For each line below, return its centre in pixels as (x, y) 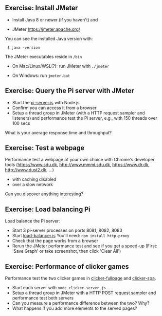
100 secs (21, 123)
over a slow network (32, 185)
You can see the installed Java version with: (49, 38)
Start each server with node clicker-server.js (59, 288)
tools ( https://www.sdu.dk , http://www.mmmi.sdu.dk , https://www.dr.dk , (77, 165)
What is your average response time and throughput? (58, 132)
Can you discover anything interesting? (44, 194)
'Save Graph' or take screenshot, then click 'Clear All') (66, 251)
